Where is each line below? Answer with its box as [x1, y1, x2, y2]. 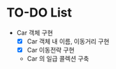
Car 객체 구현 [16, 28, 53, 37]
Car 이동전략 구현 [26, 46, 75, 54]
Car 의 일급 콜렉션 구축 [26, 55, 90, 63]
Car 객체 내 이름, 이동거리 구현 [26, 37, 110, 46]
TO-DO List [6, 5, 72, 21]
